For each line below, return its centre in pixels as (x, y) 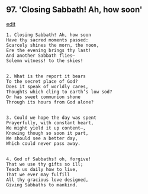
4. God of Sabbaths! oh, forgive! (49, 159)
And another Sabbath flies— (41, 56)
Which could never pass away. (44, 143)
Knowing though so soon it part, (47, 133)
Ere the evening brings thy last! (49, 50)
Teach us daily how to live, (42, 169)
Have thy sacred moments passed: (47, 40)
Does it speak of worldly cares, (47, 86)
